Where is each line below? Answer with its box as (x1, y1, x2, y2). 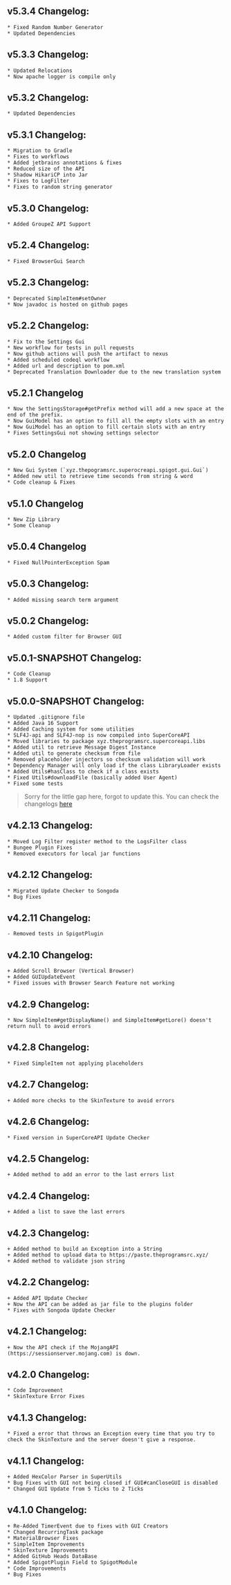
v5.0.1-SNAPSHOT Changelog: (7, 652, 142, 663)
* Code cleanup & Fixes (7, 479, 76, 486)
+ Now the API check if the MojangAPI (7, 1344, 119, 1351)
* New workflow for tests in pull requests (7, 344, 135, 351)
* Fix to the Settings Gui (7, 338, 85, 345)
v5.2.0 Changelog (7, 448, 86, 460)
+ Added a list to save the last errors (7, 1209, 126, 1216)
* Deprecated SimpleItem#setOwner (7, 295, 107, 302)
